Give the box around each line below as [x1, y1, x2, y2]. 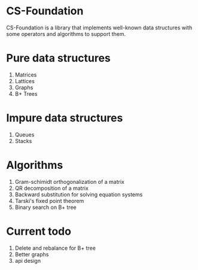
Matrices [14, 71, 37, 78]
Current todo [6, 225, 72, 238]
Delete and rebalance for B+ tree [14, 244, 96, 251]
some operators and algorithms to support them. [6, 30, 126, 37]
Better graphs [14, 250, 49, 258]
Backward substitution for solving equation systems [14, 190, 143, 198]
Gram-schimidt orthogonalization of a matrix [14, 178, 124, 185]
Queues [14, 131, 35, 138]
